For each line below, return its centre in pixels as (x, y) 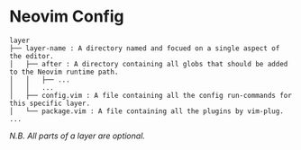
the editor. (32, 56)
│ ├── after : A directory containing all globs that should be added (149, 64)
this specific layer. (50, 103)
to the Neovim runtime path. (64, 72)
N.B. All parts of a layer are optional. (78, 136)
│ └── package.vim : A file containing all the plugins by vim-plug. (146, 111)
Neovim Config (67, 17)
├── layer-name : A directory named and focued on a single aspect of (145, 48)
